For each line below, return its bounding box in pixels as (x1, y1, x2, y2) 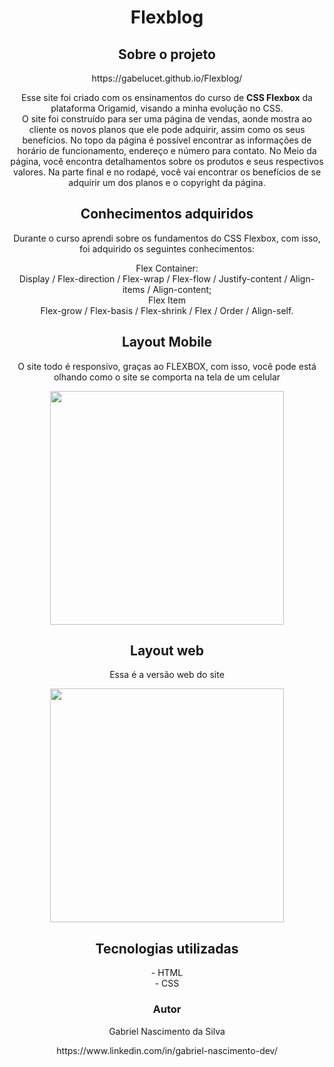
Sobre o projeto (118, 46, 216, 63)
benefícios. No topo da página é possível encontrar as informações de (22, 134, 312, 146)
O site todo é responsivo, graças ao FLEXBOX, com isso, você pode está (17, 360, 317, 372)
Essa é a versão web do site (109, 669, 225, 681)
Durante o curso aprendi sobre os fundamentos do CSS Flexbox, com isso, (13, 232, 321, 244)
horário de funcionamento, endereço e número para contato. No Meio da (17, 145, 317, 156)
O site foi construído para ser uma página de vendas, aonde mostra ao (22, 113, 312, 125)
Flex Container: (135, 262, 199, 274)
